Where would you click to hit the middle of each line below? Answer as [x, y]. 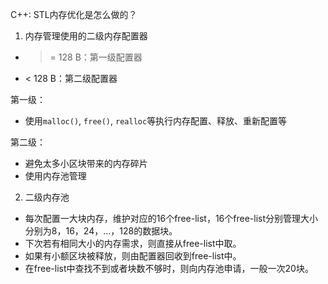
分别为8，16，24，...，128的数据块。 [101, 231]
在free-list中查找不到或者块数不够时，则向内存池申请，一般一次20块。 [169, 268]
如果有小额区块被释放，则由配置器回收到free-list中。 [133, 256]
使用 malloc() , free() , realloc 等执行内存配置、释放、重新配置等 [156, 121]
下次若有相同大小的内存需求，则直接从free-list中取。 [133, 243]
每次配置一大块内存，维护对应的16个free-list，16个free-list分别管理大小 [171, 218]
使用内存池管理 [55, 176]
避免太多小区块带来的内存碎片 [86, 163]
